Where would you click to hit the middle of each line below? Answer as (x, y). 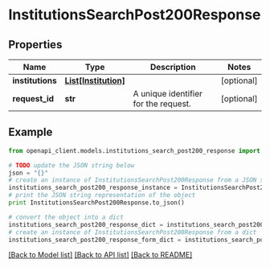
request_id (33, 99)
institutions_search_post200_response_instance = (93, 188)
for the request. (162, 104)
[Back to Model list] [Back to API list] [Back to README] (100, 255)
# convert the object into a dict (66, 217)
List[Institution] (95, 80)
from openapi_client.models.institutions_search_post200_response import (135, 150)
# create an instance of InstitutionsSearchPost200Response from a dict (133, 232)
